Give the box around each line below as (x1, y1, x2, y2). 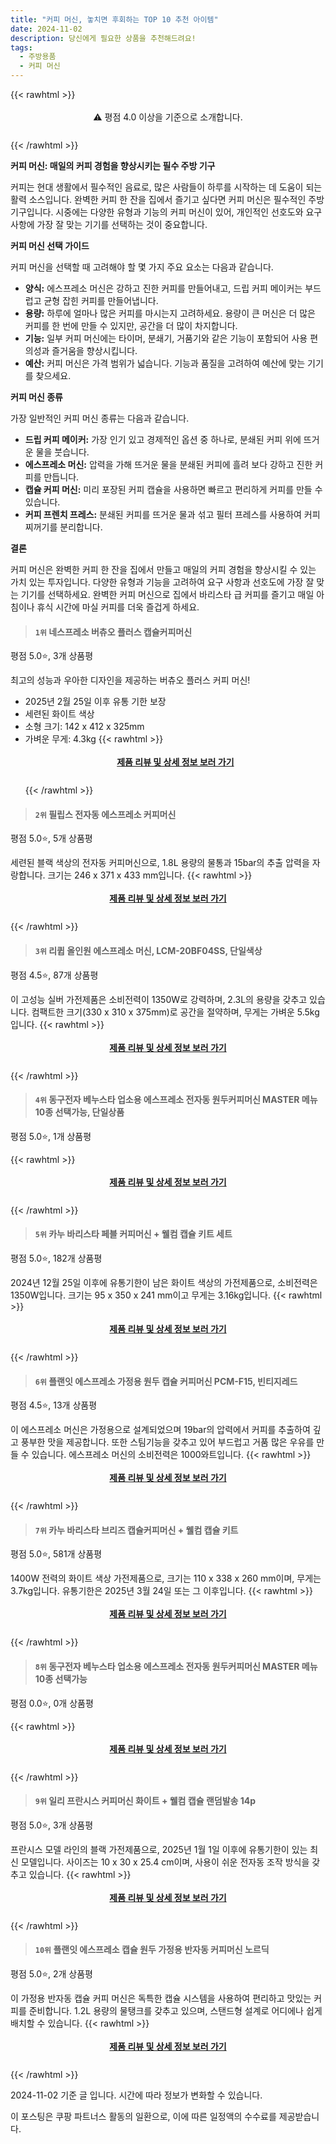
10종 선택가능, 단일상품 (34, 1106, 125, 1118)
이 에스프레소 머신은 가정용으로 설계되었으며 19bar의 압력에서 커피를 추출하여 (10, 1424, 311, 1436)
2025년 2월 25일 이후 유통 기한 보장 (24, 696, 167, 708)
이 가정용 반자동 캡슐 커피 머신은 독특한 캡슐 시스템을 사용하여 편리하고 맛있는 (10, 1992, 312, 2005)
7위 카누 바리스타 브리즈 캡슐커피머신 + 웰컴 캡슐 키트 (34, 1524, 239, 1536)
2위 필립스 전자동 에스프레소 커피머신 (34, 808, 177, 820)
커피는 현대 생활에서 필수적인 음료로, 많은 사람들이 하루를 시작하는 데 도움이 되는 (10, 181, 323, 193)
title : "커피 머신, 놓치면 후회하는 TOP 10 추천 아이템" (10, 14, 219, 25)
